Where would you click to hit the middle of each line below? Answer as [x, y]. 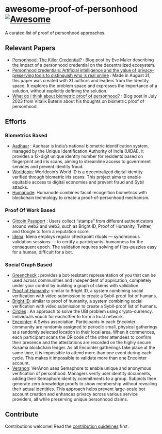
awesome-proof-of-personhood [72, 9]
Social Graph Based [29, 265]
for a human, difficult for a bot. [43, 252]
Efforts [16, 122]
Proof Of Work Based [30, 210]
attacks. [20, 187]
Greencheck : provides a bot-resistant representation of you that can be [84, 275]
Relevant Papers [30, 48]
